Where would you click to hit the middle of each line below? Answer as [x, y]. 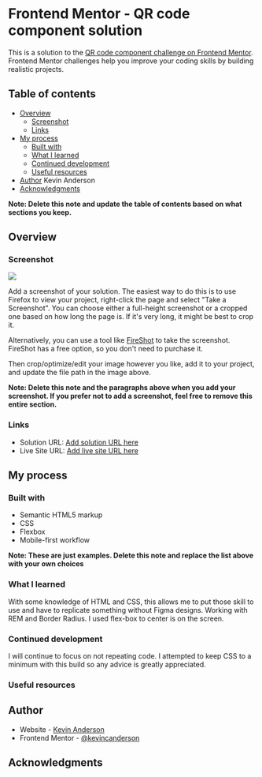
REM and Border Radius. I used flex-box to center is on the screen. [116, 618]
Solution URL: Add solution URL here [79, 442]
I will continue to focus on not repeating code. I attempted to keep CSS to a [130, 656]
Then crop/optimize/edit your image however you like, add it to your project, [131, 364]
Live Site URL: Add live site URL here [79, 450]
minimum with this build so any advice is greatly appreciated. [107, 665]
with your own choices [46, 564]
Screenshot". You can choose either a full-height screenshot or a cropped [128, 308]
